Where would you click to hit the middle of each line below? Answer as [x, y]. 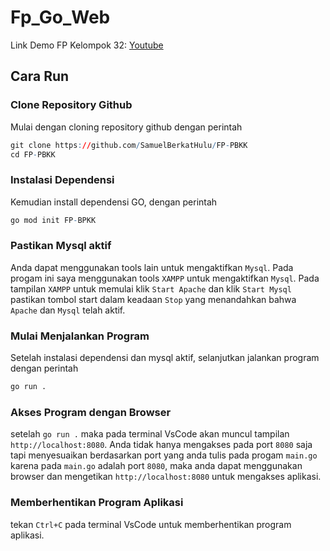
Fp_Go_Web [60, 17]
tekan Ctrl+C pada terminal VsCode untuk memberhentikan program [151, 524]
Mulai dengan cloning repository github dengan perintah [126, 127]
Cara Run [40, 76]
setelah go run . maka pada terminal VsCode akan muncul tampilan [150, 434]
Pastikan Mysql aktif [61, 246]
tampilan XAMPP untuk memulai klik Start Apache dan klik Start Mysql [151, 288]
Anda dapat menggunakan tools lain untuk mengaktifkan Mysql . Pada [152, 267]
